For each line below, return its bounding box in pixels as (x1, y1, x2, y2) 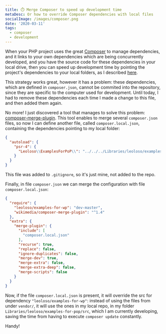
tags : (5, 26, 16, 31)
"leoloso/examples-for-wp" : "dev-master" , (14, 205, 103, 210)
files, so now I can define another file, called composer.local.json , (5, 120, 140, 126)
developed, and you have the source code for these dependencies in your (5, 59, 156, 65)
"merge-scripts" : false (18, 270, 68, 275)
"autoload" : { (9, 140, 39, 144)
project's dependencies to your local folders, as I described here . (5, 69, 138, 75)
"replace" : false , (18, 246, 56, 251)
